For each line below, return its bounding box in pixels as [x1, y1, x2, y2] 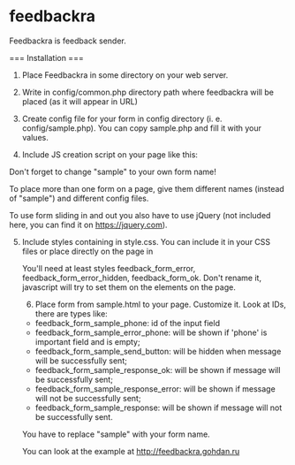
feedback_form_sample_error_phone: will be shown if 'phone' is [34, 327, 268, 338]
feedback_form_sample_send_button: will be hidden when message [34, 346, 282, 356]
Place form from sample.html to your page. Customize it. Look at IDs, [34, 299, 287, 309]
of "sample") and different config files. [9, 193, 149, 203]
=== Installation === [9, 52, 84, 63]
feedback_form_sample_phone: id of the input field [34, 317, 221, 328]
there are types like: [34, 308, 108, 319]
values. [21, 132, 49, 142]
